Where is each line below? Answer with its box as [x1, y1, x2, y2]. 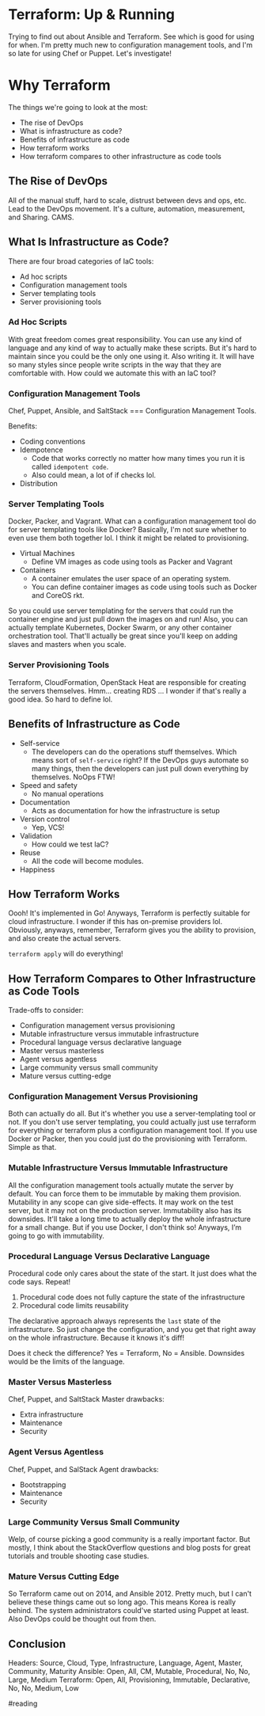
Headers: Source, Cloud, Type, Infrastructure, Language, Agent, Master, [8, 1658, 243, 1668]
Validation [19, 831, 53, 840]
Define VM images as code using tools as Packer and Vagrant [31, 557, 233, 567]
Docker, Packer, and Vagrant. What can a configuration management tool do [8, 516, 257, 526]
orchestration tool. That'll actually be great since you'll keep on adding [8, 631, 238, 641]
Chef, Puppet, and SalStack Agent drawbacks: [8, 1464, 160, 1474]
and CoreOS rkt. [31, 591, 85, 600]
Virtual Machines [19, 549, 75, 558]
